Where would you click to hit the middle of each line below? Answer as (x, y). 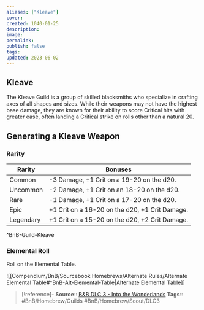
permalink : (20, 41)
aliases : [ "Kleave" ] (33, 12)
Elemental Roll (28, 251)
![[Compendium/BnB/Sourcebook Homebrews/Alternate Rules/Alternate (97, 276)
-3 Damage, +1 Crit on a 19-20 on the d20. (112, 180)
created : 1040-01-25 (33, 23)
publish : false (26, 47)
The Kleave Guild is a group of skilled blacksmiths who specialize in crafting (102, 97)
